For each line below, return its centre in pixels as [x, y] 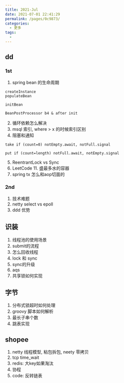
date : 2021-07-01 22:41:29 [33, 14]
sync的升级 [24, 264]
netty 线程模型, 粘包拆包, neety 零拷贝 [50, 352]
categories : [17, 23]
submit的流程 [25, 246]
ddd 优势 [21, 210]
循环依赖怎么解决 [29, 123]
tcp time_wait [25, 357]
